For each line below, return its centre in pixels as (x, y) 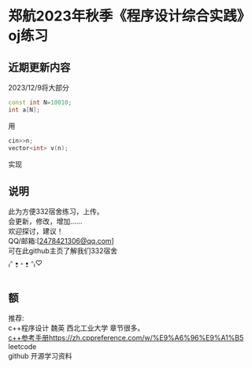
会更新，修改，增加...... (45, 222)
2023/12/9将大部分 (39, 88)
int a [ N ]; (24, 110)
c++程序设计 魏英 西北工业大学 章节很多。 (76, 328)
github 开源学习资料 (40, 356)
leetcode (22, 347)
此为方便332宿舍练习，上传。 (56, 212)
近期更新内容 (39, 67)
